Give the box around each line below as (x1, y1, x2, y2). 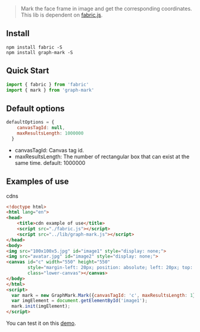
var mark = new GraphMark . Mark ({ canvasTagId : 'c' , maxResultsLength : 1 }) (11, 292, 198, 298)
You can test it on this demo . (6, 320, 76, 327)
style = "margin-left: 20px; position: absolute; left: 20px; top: (27, 265, 193, 271)
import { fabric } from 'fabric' (6, 82, 89, 87)
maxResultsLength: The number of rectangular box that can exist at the (14, 153, 190, 160)
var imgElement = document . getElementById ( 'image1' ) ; (11, 297, 148, 304)
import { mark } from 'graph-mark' (6, 87, 95, 93)
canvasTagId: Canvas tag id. (14, 146, 85, 154)
